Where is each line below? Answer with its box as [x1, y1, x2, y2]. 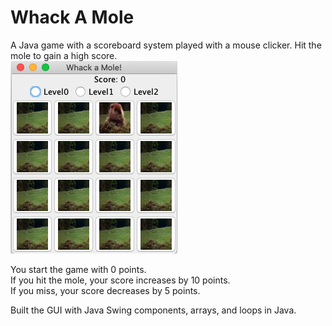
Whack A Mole [10, 6, 135, 29]
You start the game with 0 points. [10, 263, 147, 275]
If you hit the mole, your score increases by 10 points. [10, 274, 231, 286]
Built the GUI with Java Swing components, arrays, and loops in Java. [10, 304, 297, 316]
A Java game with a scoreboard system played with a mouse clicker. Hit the [10, 39, 322, 51]
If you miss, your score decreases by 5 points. [10, 284, 201, 296]
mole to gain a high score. [10, 49, 118, 61]
